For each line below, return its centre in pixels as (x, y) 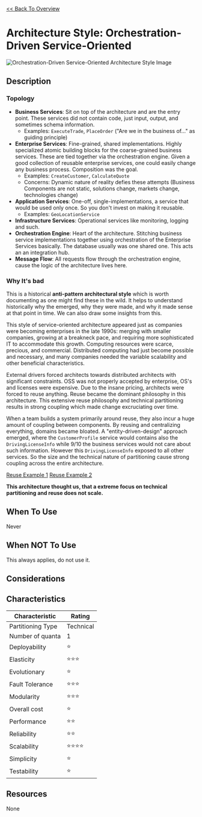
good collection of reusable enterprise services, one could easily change (105, 163)
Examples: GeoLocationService (62, 214)
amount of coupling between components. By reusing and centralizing (93, 424)
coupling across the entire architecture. (55, 463)
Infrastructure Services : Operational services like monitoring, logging (102, 220)
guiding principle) (46, 137)
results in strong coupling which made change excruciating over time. (93, 406)
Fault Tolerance (31, 685)
